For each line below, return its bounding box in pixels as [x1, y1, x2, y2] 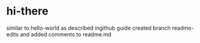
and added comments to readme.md [20, 30, 112, 38]
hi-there [6, 4, 49, 18]
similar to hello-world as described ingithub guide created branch [6, 24, 171, 31]
